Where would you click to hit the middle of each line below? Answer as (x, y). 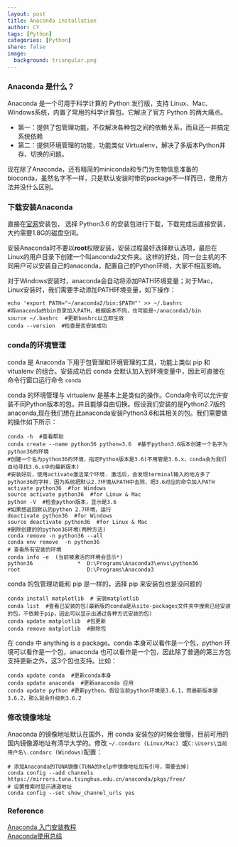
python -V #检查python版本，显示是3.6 (62, 502)
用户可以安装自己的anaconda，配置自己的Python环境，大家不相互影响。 (119, 266)
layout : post (27, 14)
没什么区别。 (38, 187)
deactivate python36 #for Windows (60, 516)
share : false (27, 47)
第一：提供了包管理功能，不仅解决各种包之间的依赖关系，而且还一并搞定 (123, 127)
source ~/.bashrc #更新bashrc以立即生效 (66, 319)
